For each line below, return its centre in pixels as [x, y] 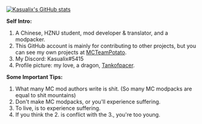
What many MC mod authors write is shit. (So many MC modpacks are [103, 89]
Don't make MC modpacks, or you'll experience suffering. [88, 102]
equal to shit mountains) [45, 95]
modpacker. [30, 39]
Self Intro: [19, 21]
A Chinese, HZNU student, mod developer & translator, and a [92, 33]
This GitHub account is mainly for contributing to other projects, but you [106, 46]
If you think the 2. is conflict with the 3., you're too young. [88, 115]
